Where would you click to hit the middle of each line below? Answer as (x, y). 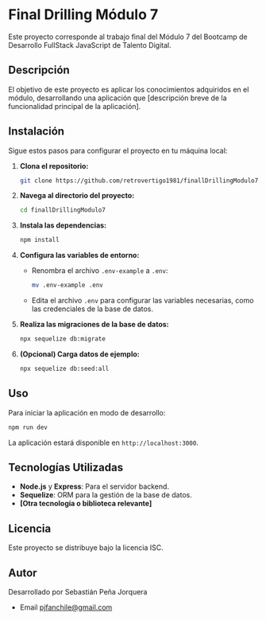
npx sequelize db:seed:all (64, 368)
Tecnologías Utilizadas (66, 467)
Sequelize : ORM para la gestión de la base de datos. (106, 495)
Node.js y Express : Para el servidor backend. (94, 486)
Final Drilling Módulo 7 (83, 15)
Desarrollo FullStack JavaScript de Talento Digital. (90, 45)
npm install (39, 240)
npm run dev (28, 427)
